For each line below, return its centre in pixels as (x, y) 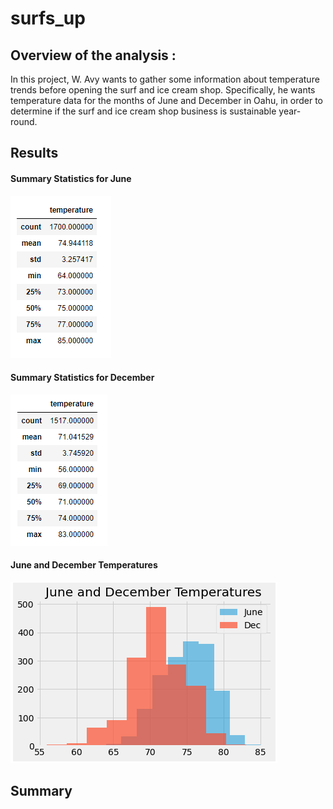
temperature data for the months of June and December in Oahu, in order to (166, 100)
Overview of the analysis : (93, 55)
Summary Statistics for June (71, 178)
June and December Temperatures (84, 565)
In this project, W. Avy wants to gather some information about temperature (165, 79)
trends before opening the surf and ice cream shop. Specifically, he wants (163, 90)
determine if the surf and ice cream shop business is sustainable (143, 111)
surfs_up (48, 18)
